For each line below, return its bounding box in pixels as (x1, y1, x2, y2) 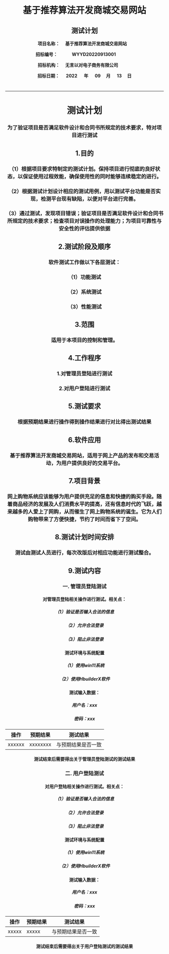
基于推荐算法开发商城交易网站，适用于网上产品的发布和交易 (10, 452, 154, 459)
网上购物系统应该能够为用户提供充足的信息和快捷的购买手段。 (7, 493, 157, 500)
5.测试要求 (68, 402, 101, 411)
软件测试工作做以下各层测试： (48, 258, 121, 265)
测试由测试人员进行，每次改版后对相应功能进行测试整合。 (15, 549, 154, 556)
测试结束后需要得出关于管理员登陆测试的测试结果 (34, 756, 135, 762)
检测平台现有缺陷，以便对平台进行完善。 (40, 195, 139, 202)
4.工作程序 (67, 354, 102, 362)
